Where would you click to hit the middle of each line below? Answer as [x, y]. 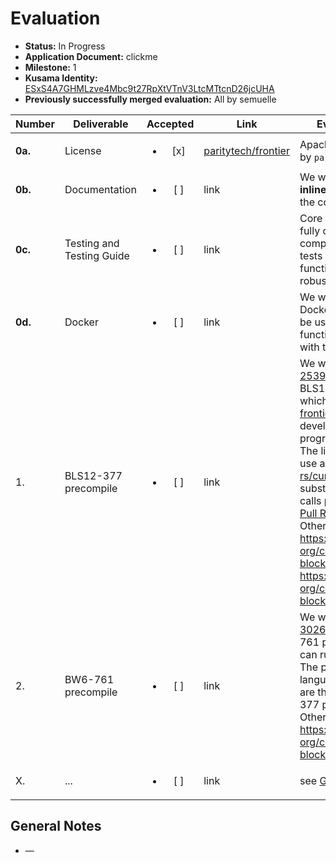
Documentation [100, 189]
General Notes [56, 826]
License [83, 150]
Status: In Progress [65, 46]
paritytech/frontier [246, 150]
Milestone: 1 [50, 67]
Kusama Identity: [61, 78]
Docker [81, 322]
